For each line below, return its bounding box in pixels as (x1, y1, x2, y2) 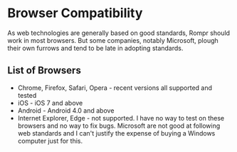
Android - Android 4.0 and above (17, 106, 115, 115)
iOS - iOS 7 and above (17, 98, 83, 107)
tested (17, 91, 37, 99)
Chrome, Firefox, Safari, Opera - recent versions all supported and (17, 83, 212, 92)
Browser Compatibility (7, 5, 143, 21)
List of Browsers (7, 64, 82, 76)
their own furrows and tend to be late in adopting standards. (7, 44, 184, 52)
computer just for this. (17, 136, 83, 145)
